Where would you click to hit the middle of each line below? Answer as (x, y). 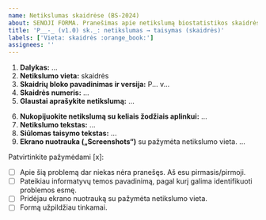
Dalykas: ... (38, 67)
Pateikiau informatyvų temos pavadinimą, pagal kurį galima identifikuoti (136, 181)
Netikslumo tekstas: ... (58, 125)
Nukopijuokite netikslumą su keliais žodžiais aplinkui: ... (113, 116)
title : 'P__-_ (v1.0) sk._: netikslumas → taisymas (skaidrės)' (116, 30)
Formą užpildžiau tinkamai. (63, 207)
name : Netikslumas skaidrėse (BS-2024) (74, 15)
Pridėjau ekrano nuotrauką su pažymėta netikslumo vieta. (114, 199)
